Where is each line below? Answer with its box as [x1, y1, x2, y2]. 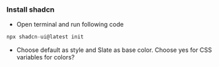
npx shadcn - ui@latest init [6, 33, 84, 40]
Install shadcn [6, 5, 55, 14]
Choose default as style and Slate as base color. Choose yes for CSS [16, 46, 213, 54]
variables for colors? [16, 53, 75, 62]
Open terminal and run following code [16, 21, 124, 29]
